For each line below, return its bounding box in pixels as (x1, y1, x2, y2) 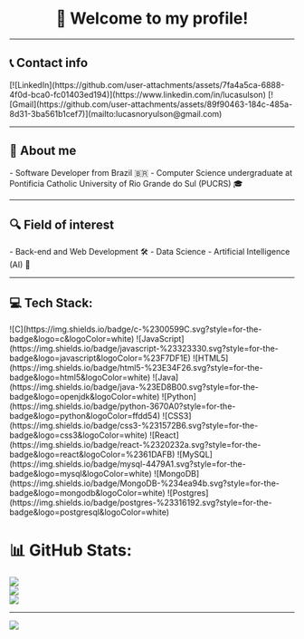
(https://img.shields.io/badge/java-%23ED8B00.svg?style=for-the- (9, 382, 260, 392)
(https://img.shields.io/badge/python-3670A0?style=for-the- (9, 401, 236, 411)
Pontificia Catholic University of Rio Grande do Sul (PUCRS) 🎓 (9, 178, 243, 189)
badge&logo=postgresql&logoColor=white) (9, 507, 170, 518)
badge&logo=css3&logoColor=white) (9, 430, 147, 441)
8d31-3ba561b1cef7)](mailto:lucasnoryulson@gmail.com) (9, 108, 223, 119)
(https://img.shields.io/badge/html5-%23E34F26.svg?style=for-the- (9, 363, 264, 373)
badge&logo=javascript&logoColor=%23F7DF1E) (9, 353, 192, 363)
